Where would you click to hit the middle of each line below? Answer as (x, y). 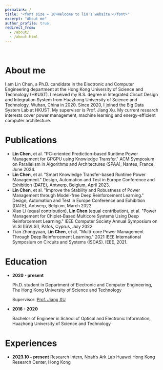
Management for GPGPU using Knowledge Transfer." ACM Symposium (83, 159)
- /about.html (24, 37)
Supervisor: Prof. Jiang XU (39, 299)
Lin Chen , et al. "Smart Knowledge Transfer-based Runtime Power (79, 174)
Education (26, 261)
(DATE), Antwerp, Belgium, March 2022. (52, 205)
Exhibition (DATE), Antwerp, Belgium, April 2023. (61, 185)
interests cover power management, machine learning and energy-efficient (81, 115)
